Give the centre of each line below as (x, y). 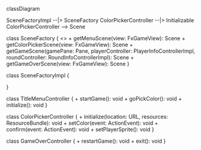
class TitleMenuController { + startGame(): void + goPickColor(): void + (94, 99)
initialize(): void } (27, 105)
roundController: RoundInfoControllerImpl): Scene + (70, 57)
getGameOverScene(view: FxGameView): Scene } (68, 64)
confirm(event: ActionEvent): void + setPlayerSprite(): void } (80, 129)
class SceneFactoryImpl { (38, 75)
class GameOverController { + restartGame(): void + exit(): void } (86, 141)
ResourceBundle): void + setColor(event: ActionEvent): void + (82, 123)
